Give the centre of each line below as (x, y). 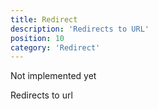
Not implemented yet (53, 76)
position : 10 (37, 38)
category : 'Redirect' (55, 47)
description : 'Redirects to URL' (80, 29)
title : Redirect (44, 19)
